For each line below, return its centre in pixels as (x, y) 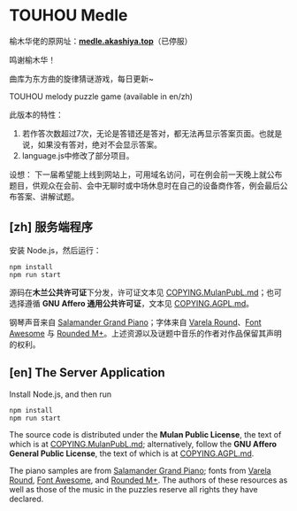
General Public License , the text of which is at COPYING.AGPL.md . (132, 453)
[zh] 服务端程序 (51, 227)
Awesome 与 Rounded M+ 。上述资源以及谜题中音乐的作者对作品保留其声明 (146, 333)
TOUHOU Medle (69, 15)
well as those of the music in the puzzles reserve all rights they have (133, 489)
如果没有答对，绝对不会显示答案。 (99, 144)
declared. (27, 499)
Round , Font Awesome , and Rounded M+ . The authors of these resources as (148, 480)
